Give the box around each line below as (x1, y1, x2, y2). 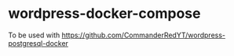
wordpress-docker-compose (8, 5, 201, 23)
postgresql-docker (8, 38, 69, 47)
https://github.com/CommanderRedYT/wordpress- (61, 30, 226, 40)
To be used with (8, 30, 60, 40)
